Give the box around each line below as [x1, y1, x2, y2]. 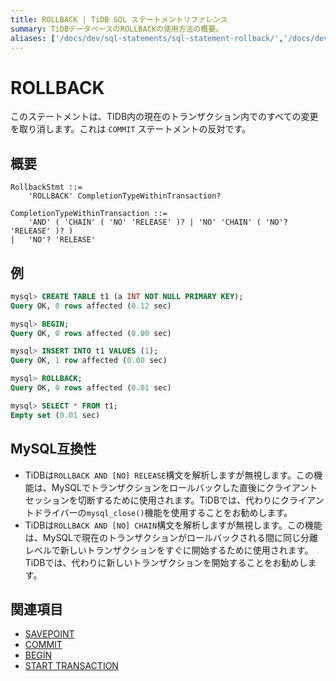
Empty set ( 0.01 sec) [10, 410, 101, 420]
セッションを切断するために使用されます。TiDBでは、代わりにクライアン [24, 494, 325, 506]
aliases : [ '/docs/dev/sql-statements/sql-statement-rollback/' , [10, 33, 284, 43]
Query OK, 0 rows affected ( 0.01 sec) [10, 383, 172, 393]
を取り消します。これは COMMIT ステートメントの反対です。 [10, 123, 252, 135]
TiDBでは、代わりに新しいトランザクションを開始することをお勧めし [24, 556, 308, 568]
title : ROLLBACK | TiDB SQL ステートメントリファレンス [10, 14, 228, 25]
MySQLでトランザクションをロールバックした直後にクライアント [51, 481, 318, 493]
